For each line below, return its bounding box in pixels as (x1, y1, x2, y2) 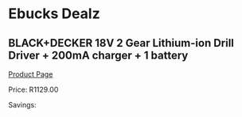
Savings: (8, 100, 37, 109)
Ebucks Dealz (8, 5, 101, 23)
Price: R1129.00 (8, 85, 59, 94)
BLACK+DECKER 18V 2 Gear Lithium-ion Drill (8, 36, 235, 50)
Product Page (8, 70, 53, 79)
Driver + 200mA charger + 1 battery (8, 48, 189, 62)
